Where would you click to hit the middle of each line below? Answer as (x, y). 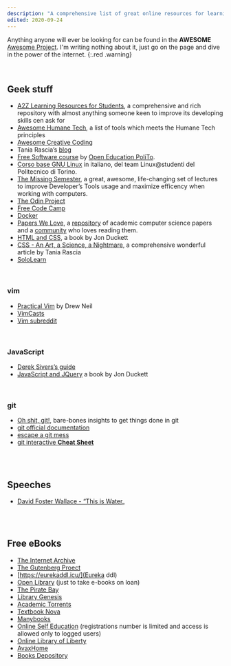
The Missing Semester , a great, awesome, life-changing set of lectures (117, 179)
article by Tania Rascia (49, 252)
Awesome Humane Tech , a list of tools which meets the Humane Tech (116, 128)
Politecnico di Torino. (47, 172)
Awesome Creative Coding (55, 143)
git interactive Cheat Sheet (55, 443)
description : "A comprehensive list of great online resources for (106, 13)
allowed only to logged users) (59, 633)
